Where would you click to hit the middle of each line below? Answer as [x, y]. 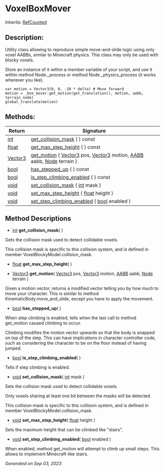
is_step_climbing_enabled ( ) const [70, 177]
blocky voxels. [20, 60]
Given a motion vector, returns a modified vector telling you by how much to [82, 289]
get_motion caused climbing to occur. [43, 323]
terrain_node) [20, 97]
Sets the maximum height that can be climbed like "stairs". [64, 430]
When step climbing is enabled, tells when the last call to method [71, 318]
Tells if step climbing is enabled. [38, 367]
